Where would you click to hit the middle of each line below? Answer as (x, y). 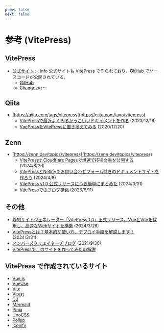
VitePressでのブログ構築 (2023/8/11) (56, 190)
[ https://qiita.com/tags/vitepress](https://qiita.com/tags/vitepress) (79, 115)
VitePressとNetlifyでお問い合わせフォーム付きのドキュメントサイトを (89, 172)
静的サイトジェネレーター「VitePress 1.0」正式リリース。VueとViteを (82, 219)
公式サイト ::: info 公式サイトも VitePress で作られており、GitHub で (81, 71)
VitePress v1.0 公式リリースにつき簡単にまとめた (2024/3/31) (81, 184)
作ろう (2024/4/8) (38, 178)
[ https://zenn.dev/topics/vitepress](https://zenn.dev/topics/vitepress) (82, 154)
